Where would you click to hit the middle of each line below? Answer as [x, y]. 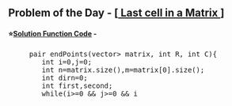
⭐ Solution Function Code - [53, 33]
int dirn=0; [65, 78]
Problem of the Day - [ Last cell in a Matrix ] [116, 13]
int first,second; [77, 85]
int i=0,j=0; [67, 62]
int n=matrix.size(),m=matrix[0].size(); [123, 70]
